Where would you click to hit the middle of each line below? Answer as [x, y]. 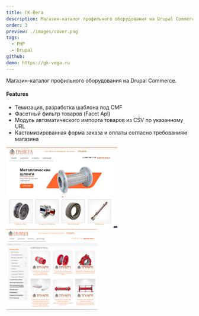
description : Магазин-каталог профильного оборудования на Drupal [90, 19]
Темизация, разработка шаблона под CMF [68, 107]
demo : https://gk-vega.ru [38, 62]
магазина [27, 139]
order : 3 [17, 25]
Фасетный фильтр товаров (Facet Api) [62, 114]
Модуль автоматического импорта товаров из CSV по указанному [99, 120]
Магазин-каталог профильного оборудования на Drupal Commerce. [91, 80]
